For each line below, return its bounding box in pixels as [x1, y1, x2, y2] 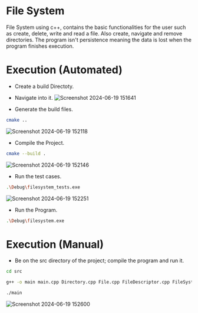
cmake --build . [6, 151, 46, 156]
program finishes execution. [6, 43, 74, 50]
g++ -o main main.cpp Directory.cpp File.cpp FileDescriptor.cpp [6, 279, 170, 285]
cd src [6, 269, 22, 275]
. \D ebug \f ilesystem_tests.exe [6, 184, 81, 190]
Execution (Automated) [6, 63, 123, 77]
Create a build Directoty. [14, 83, 74, 90]
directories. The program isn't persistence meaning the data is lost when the [6, 36, 192, 43]
